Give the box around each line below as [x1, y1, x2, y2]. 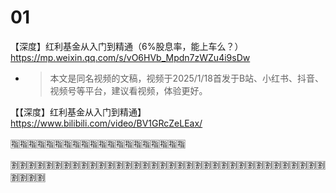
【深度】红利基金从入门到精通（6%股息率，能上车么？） [10, 40, 244, 52]
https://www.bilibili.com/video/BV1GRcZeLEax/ [10, 117, 203, 129]
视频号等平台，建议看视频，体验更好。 [49, 84, 208, 96]
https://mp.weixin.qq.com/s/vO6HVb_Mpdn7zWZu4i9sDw [10, 51, 251, 63]
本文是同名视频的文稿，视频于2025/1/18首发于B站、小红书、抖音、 [49, 72, 325, 84]
